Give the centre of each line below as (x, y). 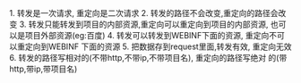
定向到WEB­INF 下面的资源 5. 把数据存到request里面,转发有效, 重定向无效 (158, 46)
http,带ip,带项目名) (43, 69)
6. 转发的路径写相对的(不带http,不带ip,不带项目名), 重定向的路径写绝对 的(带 (148, 58)
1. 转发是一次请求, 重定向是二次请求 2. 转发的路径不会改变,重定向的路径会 (144, 13)
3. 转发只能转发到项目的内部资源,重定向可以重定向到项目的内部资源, (144, 24)
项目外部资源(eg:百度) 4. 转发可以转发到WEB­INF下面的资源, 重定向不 (151, 35)
